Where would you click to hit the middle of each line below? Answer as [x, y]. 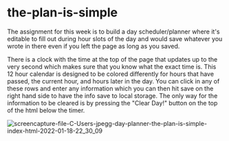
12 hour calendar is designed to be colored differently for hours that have [111, 74]
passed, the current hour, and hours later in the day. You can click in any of [113, 81]
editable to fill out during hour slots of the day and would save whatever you [115, 38]
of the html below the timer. [46, 110]
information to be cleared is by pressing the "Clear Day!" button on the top [112, 103]
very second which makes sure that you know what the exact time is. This [112, 66]
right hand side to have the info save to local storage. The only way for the [112, 95]
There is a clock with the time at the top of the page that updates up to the [112, 59]
